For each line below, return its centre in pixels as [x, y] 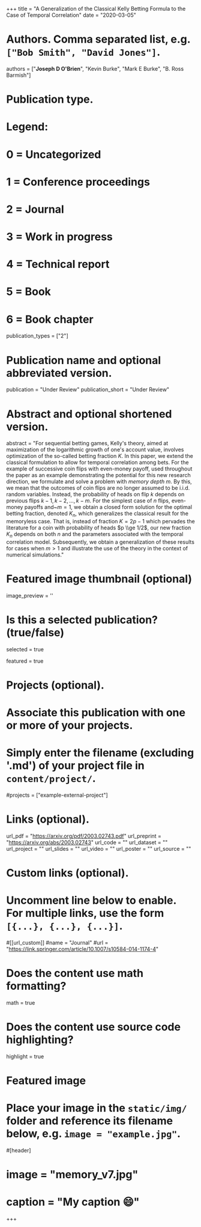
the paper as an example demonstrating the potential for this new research [98, 475]
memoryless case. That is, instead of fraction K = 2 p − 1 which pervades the [100, 522]
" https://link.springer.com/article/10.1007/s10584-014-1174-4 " [82, 949]
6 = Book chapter [50, 319]
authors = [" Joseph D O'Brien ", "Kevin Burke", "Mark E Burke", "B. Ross [95, 69]
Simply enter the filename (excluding [100, 753]
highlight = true [25, 1056]
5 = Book [28, 292]
